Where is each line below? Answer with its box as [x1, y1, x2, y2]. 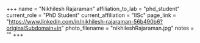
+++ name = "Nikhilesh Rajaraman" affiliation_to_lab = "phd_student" [6, 5, 180, 12]
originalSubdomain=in [6, 24, 62, 31]
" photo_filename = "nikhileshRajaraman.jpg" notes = [61, 24, 195, 31]
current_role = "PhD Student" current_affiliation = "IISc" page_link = [6, 12, 177, 19]
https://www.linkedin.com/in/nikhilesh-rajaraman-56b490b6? [9, 18, 163, 25]
